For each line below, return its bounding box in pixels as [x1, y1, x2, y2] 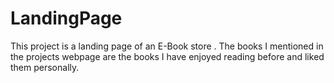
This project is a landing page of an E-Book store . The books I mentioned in [10, 40, 324, 52]
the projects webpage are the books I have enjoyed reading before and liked [10, 50, 325, 62]
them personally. [10, 61, 80, 73]
